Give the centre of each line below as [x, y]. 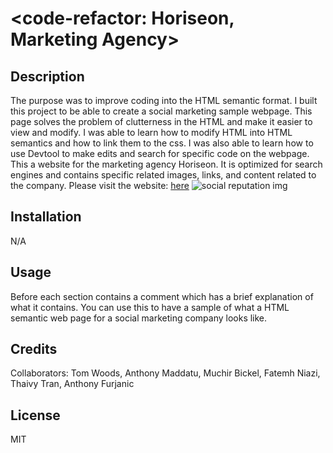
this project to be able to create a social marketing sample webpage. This [161, 111]
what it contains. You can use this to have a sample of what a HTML [150, 307]
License [35, 415]
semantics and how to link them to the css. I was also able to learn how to [162, 143]
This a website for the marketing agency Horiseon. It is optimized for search [166, 164]
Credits [34, 349]
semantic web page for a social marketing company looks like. [139, 318]
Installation [46, 217]
